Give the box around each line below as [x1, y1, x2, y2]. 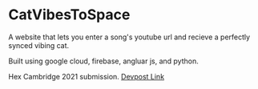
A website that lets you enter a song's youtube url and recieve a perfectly [8, 32, 251, 42]
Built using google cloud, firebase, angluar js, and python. [8, 56, 199, 66]
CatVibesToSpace [8, 6, 131, 24]
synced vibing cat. [8, 40, 70, 50]
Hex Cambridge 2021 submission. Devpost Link [8, 71, 165, 81]
